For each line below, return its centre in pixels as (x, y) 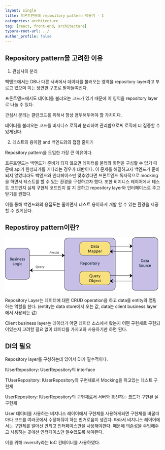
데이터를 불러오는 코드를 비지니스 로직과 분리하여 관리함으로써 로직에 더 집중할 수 (83, 125)
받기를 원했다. (18, 194)
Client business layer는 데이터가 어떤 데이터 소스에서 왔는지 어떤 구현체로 (76, 323)
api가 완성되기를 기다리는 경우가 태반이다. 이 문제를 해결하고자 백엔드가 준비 (87, 169)
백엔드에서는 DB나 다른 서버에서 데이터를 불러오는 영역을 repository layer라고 (80, 81)
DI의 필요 (18, 346)
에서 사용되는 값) (21, 313)
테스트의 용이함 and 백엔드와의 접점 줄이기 (53, 142)
